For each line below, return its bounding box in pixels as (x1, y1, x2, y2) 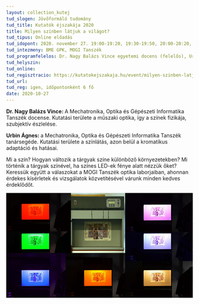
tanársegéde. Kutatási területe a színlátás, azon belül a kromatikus (6, 138, 168, 145)
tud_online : (6, 66, 36, 72)
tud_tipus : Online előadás (6, 34, 73, 41)
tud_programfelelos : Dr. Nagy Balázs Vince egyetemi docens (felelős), (6, 53, 187, 59)
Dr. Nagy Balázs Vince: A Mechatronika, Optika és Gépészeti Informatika (6, 108, 185, 115)
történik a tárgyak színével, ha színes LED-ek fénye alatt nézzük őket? (6, 162, 177, 169)
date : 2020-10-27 (6, 91, 49, 97)
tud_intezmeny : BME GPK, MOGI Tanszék (6, 47, 102, 53)
